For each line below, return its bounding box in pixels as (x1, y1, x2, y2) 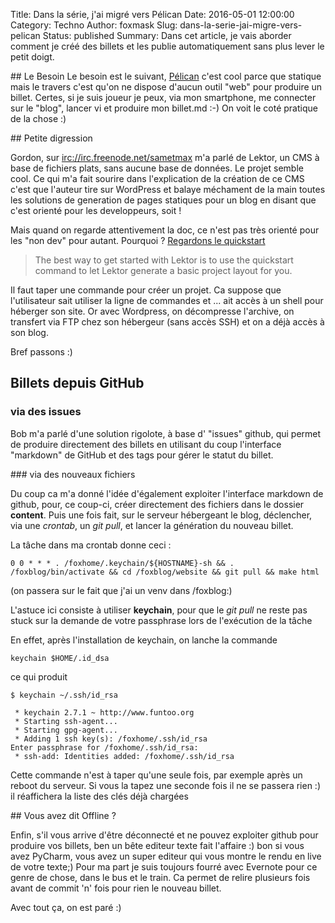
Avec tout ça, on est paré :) (10, 901, 122, 913)
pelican (10, 30, 41, 41)
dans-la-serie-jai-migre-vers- (179, 19, 303, 31)
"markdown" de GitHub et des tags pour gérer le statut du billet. (10, 449, 274, 461)
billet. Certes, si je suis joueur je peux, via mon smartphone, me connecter (10, 92, 317, 103)
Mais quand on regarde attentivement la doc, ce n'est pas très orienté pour (10, 224, 320, 236)
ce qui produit (10, 670, 68, 683)
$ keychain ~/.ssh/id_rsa (10, 690, 118, 700)
